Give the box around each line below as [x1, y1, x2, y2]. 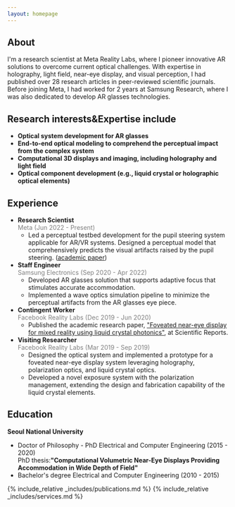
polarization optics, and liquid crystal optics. [27, 366, 157, 374]
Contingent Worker [17, 306, 75, 314]
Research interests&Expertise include [7, 113, 177, 125]
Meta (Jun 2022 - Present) [17, 224, 96, 232]
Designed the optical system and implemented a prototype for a [27, 350, 213, 360]
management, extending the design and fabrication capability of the [27, 381, 225, 389]
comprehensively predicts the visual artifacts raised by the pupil [27, 246, 214, 255]
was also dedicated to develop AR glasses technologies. [7, 92, 171, 101]
